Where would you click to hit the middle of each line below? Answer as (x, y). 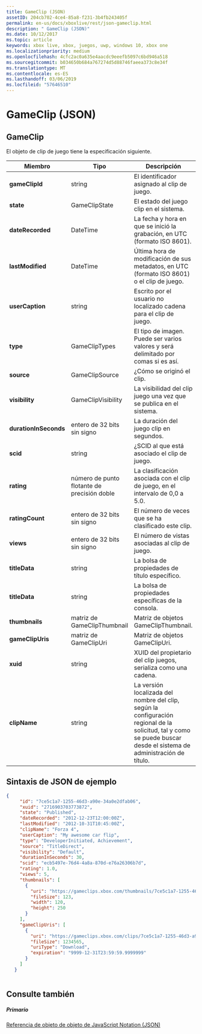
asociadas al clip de (162, 543)
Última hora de (155, 251)
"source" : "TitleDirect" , (52, 846)
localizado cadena (160, 306)
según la (146, 708)
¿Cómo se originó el (162, 371)
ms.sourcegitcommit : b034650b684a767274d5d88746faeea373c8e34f (87, 62)
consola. (146, 608)
